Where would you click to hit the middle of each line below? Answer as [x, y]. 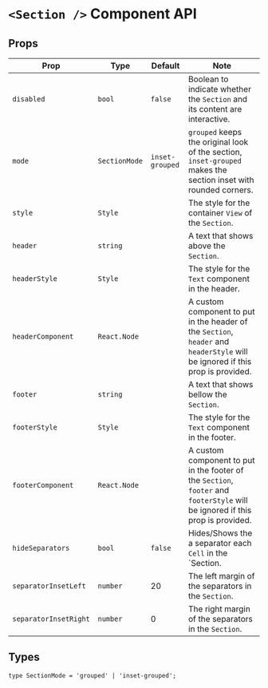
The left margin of [222, 576]
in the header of [218, 322]
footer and [209, 490]
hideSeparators [41, 548]
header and [209, 342]
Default [166, 66]
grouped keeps [215, 132]
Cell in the [208, 553]
